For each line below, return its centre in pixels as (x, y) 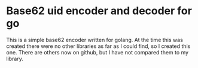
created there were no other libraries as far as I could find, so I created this (98, 46)
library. (15, 59)
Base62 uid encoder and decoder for (99, 11)
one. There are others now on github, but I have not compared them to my (98, 52)
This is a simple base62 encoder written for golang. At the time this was (95, 40)
